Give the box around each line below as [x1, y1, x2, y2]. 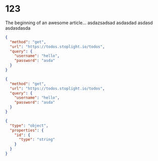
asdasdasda [5, 25, 31, 31]
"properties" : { [10, 128, 44, 133]
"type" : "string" [18, 137, 56, 142]
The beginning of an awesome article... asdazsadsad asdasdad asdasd [5, 20, 153, 26]
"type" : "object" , [10, 123, 49, 128]
